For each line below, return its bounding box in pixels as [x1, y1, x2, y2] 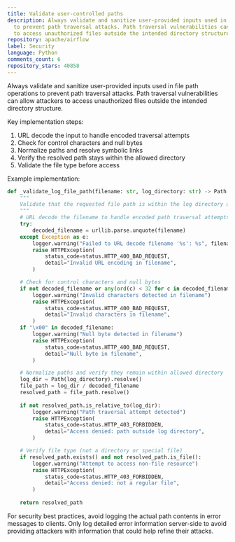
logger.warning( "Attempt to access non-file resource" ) [32, 460, 199, 467]
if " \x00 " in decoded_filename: [20, 324, 114, 331]
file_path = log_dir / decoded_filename [20, 382, 139, 389]
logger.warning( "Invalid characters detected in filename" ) [32, 291, 211, 298]
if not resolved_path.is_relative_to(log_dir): [20, 402, 161, 409]
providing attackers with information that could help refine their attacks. [7, 527, 214, 535]
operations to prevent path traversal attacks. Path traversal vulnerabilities [7, 89, 218, 97]
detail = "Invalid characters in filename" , [44, 311, 171, 319]
